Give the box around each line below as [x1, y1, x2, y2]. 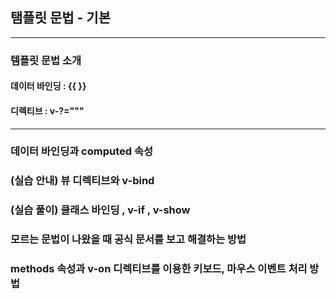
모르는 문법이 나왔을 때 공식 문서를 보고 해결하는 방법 [10, 233, 247, 247]
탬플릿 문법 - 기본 [10, 9, 111, 27]
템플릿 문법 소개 [10, 53, 82, 67]
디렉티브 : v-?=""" [10, 104, 85, 117]
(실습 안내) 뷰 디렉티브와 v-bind [10, 174, 155, 188]
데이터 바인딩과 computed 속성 [10, 144, 154, 158]
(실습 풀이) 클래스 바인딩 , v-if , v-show [10, 203, 191, 217]
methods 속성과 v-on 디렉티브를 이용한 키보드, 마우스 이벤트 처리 [10, 262, 308, 276]
